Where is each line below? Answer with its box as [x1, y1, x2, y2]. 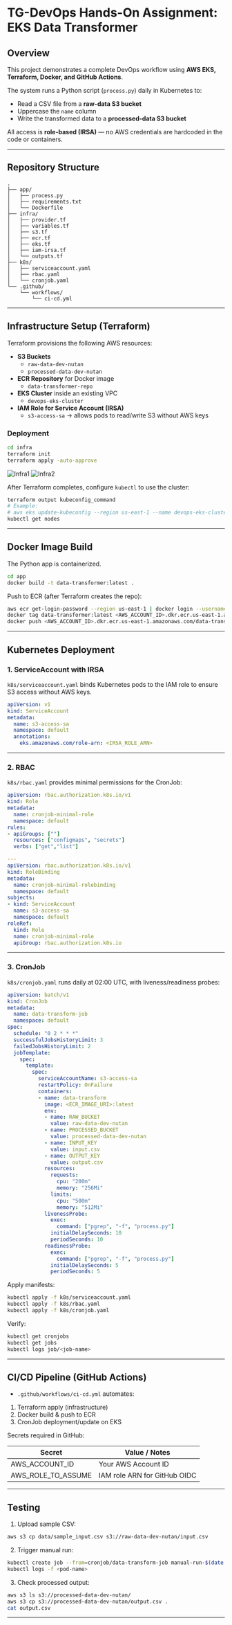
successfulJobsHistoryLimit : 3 [13, 1036, 104, 1043]
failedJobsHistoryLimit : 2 [13, 1043, 91, 1050]
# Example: [7, 503, 39, 510]
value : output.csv [50, 1158, 104, 1166]
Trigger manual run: [17, 1546, 74, 1554]
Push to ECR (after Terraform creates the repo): [7, 592, 142, 600]
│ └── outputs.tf [7, 253, 64, 260]
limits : [50, 1191, 72, 1198]
